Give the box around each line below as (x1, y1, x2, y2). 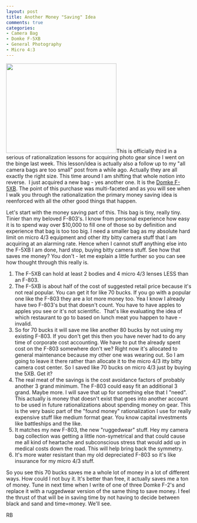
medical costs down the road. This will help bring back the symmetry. (14, 445, 183, 452)
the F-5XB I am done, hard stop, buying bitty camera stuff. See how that (6, 246, 181, 253)
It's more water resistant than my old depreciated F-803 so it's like (14, 451, 176, 458)
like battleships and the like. (14, 420, 82, 427)
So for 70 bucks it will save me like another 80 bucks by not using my (14, 326, 183, 333)
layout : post (6, 8, 38, 15)
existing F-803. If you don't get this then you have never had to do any (14, 333, 186, 340)
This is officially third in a (116, 147, 177, 155)
